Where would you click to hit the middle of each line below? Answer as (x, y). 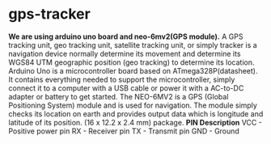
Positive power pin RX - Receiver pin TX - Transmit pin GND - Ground (124, 131)
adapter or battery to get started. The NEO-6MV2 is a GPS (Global (119, 96)
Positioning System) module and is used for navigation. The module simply (133, 105)
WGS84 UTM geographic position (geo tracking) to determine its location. (131, 62)
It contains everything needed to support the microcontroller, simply (122, 79)
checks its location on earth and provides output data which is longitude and (136, 113)
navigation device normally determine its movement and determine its (125, 53)
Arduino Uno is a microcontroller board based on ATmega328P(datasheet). (133, 70)
